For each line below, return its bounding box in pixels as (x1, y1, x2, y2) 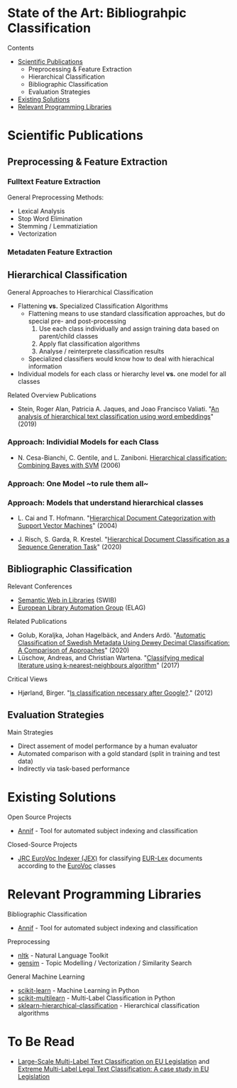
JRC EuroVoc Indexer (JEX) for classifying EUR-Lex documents (17, 854, 203, 862)
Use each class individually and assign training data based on (38, 324, 220, 333)
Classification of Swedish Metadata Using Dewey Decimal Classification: (17, 638, 231, 647)
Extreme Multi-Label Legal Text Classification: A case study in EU (17, 1065, 209, 1073)
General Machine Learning (7, 972, 85, 981)
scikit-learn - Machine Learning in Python (17, 986, 140, 994)
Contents (7, 43, 34, 52)
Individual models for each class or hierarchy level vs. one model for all (17, 369, 227, 378)
